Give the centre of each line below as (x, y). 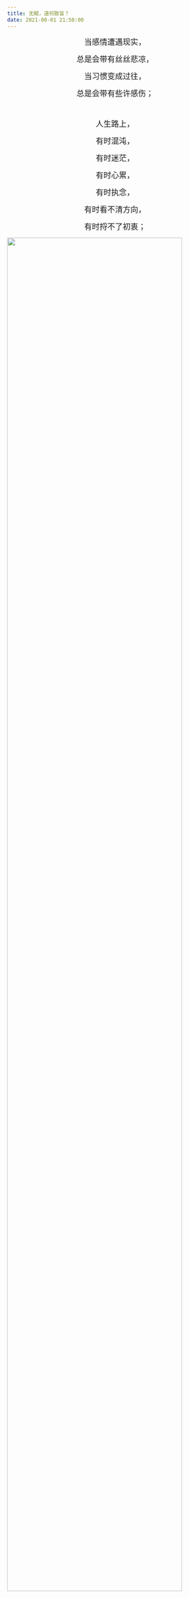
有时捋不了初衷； (115, 227)
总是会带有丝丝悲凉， (115, 59)
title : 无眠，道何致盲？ (38, 13)
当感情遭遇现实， (115, 42)
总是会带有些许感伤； (115, 93)
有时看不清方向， (115, 209)
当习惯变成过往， (115, 76)
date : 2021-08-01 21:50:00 (46, 20)
